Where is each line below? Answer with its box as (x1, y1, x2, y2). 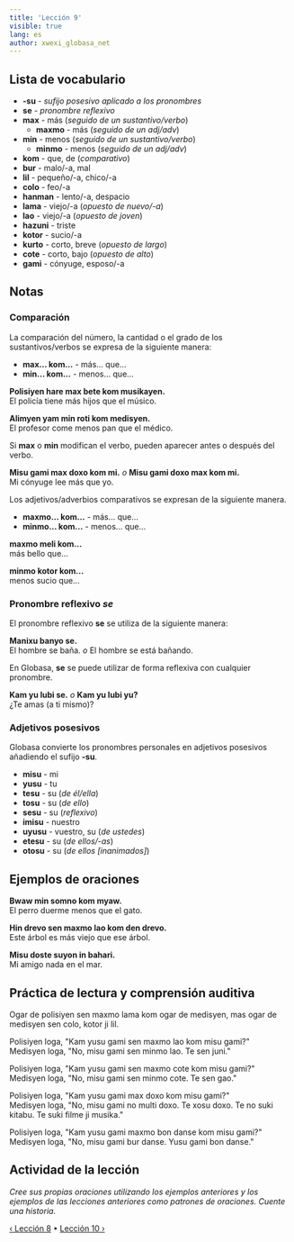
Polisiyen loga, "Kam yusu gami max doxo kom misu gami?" (9, 1090, 230, 1101)
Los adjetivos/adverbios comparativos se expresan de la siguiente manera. (9, 494, 287, 504)
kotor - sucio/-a (22, 230, 83, 240)
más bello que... (9, 548, 69, 558)
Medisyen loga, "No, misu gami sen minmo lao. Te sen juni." (9, 1046, 231, 1056)
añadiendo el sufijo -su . (9, 751, 97, 762)
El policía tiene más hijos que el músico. (9, 395, 157, 406)
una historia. (9, 1205, 57, 1216)
